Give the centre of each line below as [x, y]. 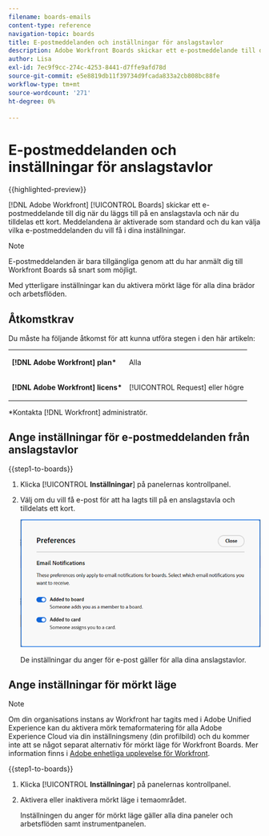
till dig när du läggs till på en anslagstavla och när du [152, 214]
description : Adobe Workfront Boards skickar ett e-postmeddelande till [132, 51]
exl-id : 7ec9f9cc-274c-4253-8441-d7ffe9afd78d [87, 68]
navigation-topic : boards [51, 34]
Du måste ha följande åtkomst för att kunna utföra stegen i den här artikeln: [132, 338]
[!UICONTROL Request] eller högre [186, 387]
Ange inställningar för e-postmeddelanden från [129, 437]
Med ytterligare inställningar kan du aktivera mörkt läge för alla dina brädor [132, 286]
